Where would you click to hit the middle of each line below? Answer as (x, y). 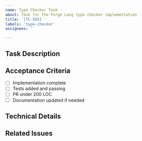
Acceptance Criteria (38, 70)
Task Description (33, 54)
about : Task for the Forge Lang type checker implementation (71, 15)
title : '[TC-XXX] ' (26, 19)
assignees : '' (20, 29)
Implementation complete (39, 83)
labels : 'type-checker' (30, 24)
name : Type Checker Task (31, 10)
